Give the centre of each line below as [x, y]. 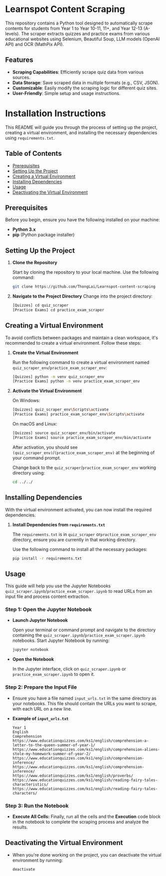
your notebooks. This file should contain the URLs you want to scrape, [84, 703]
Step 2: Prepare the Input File [41, 687]
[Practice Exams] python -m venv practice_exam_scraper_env [76, 381]
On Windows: [26, 401]
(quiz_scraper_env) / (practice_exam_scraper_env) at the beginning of [83, 452]
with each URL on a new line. [42, 709]
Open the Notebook [33, 659]
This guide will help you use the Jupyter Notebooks [58, 586]
